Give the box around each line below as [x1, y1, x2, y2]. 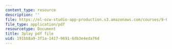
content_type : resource [5, 7, 56, 13]
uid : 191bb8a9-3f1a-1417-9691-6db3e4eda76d [5, 36, 100, 41]
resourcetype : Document [5, 27, 56, 32]
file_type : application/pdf [5, 21, 66, 27]
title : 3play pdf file [5, 31, 54, 36]
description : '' [5, 12, 40, 17]
